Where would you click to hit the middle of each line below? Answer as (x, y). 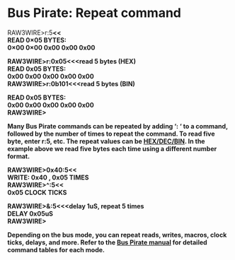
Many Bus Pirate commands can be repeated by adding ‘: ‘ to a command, (117, 126)
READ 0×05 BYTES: (37, 40)
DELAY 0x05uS (30, 213)
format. (19, 156)
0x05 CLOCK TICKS (37, 192)
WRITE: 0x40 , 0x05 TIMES (48, 177)
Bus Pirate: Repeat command (94, 13)
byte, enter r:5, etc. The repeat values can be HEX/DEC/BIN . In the (106, 141)
